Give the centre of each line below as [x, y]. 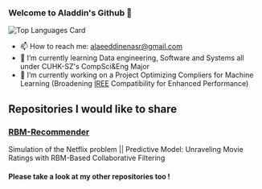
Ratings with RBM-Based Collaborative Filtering [87, 158]
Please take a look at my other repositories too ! [89, 176]
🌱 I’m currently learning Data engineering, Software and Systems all [132, 58]
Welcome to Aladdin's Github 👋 [70, 13]
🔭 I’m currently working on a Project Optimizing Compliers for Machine [137, 75]
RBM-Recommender [49, 132]
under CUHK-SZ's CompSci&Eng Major [85, 67]
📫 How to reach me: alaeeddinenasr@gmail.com [101, 47]
